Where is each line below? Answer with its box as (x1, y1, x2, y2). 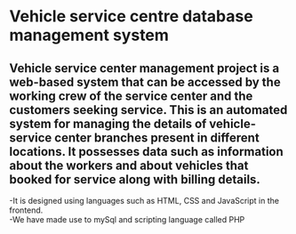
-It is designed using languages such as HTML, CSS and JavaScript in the (9, 196, 280, 206)
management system (9, 25, 169, 45)
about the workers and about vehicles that (9, 157, 249, 173)
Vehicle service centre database (9, 6, 253, 27)
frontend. (9, 205, 44, 215)
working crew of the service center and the (9, 88, 253, 103)
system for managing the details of (9, 116, 207, 131)
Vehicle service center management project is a (9, 61, 280, 76)
